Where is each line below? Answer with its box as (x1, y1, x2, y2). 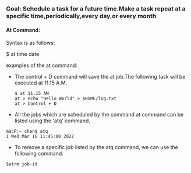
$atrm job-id (6, 161, 38, 167)
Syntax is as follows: (6, 40, 55, 47)
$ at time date (6, 51, 40, 58)
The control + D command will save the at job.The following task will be (14, 73, 186, 80)
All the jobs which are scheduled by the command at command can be (14, 111, 184, 118)
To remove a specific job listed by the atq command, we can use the (14, 144, 179, 151)
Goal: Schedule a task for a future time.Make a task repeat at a (6, 5, 186, 13)
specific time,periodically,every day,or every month (6, 12, 157, 20)
